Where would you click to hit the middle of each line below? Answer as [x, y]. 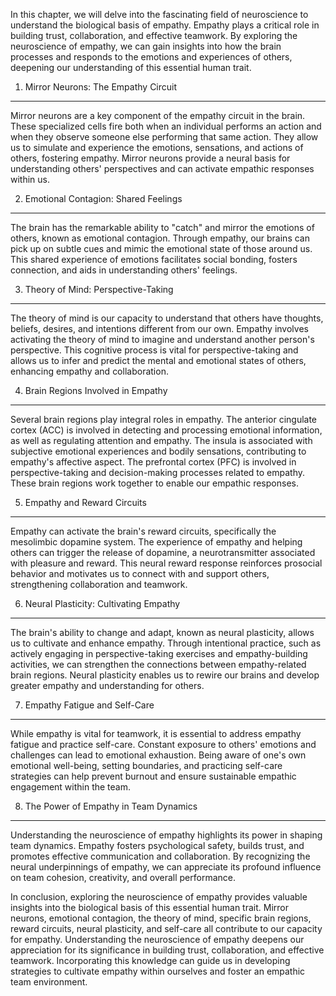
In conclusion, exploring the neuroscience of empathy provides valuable [159, 897]
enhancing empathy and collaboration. [89, 371]
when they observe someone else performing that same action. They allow [164, 137]
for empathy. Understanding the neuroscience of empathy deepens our [157, 939]
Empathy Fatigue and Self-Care [89, 705]
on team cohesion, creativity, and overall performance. [123, 877]
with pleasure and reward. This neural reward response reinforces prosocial [166, 563]
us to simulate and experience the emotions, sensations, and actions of [157, 147]
